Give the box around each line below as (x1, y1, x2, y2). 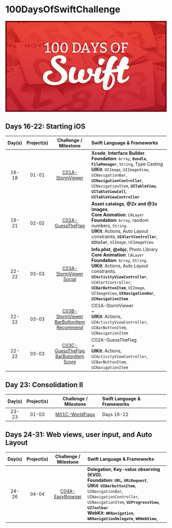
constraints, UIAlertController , (91, 234, 158, 240)
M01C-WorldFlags (55, 411, 96, 417)
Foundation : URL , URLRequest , (87, 477, 148, 483)
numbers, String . (91, 222, 128, 229)
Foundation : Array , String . (91, 257, 147, 263)
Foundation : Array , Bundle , (91, 156, 147, 161)
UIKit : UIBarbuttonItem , (87, 483, 137, 489)
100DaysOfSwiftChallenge (5, 4, 121, 15)
